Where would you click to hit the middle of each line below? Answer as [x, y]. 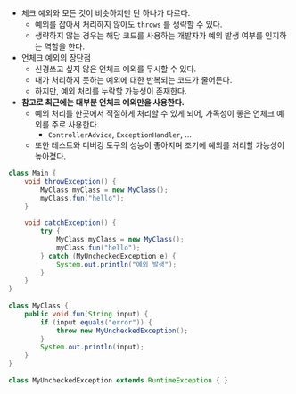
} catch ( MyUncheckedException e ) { [108, 256]
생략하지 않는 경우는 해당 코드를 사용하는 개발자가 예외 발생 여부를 [149, 35]
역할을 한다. [65, 46]
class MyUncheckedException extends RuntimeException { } [118, 380]
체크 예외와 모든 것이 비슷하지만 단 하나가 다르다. [106, 13]
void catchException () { [70, 223]
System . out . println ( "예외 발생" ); [116, 264]
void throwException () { [70, 181]
